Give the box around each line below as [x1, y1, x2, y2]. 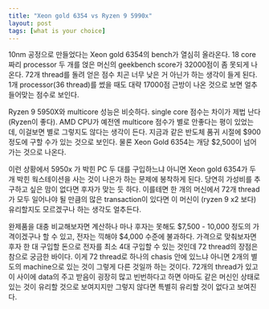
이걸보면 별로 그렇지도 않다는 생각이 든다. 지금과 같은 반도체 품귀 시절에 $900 [18, 127, 261, 137]
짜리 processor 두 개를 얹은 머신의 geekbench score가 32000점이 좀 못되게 [8, 60, 250, 69]
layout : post [8, 19, 52, 27]
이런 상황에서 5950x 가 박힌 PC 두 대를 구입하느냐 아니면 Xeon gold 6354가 [8, 164, 248, 174]
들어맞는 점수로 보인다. [8, 90, 79, 100]
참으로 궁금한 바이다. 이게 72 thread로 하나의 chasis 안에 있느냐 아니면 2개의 [8, 252, 250, 262]
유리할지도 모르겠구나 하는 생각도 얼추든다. [8, 204, 142, 214]
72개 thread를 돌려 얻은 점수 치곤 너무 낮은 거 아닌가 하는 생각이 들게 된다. [25, 70, 258, 80]
